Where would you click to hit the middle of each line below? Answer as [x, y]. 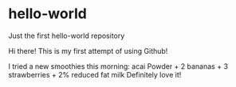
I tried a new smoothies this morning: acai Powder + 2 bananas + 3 [118, 66]
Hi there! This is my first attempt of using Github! [88, 51]
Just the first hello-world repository [67, 36]
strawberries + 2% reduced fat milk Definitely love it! [95, 74]
